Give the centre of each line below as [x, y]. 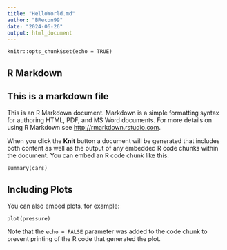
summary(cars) [28, 169]
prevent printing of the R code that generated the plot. [84, 239]
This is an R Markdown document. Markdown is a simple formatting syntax [113, 113]
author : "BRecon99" [35, 20]
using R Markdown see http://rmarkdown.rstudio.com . [84, 128]
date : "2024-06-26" [35, 26]
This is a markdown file [58, 96]
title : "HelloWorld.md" [41, 13]
